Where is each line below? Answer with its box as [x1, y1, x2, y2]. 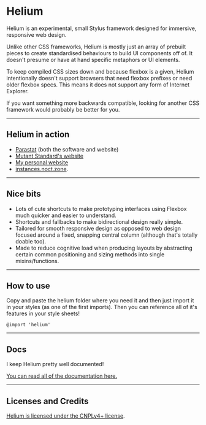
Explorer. [6, 87, 29, 94]
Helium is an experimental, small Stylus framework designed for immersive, [6, 25, 197, 32]
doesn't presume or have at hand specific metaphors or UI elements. [6, 56, 180, 63]
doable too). [15, 237, 47, 245]
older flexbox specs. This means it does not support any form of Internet [6, 81, 190, 88]
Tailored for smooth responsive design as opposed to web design [15, 224, 181, 232]
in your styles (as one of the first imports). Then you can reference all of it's [6, 304, 197, 311]
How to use [6, 280, 50, 291]
